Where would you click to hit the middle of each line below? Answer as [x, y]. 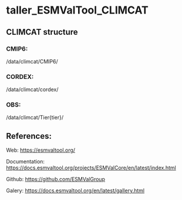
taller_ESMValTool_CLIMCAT [77, 10]
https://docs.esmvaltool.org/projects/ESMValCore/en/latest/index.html [91, 168]
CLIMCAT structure [42, 32]
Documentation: [26, 162]
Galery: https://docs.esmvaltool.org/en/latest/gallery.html [75, 191]
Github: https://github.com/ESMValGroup [56, 179]
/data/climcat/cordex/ [32, 89]
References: [29, 136]
